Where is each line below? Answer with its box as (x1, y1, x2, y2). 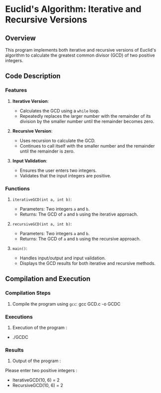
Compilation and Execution (5, 275, 90, 283)
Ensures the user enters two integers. (19, 167, 97, 173)
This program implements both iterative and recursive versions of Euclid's (5, 47, 157, 53)
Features (5, 87, 27, 94)
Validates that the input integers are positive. (19, 172, 111, 178)
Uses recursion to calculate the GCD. (19, 138, 96, 144)
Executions (5, 313, 33, 320)
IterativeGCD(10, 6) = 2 (12, 377, 60, 383)
